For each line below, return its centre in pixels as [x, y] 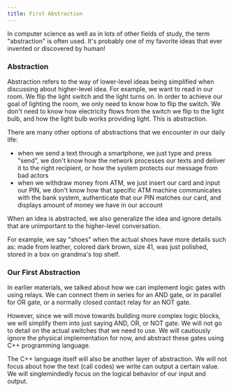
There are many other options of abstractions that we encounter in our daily [116, 132]
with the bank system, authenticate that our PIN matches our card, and [119, 197]
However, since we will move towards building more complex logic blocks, [114, 316]
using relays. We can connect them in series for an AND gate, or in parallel [114, 295]
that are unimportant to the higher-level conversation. [84, 226]
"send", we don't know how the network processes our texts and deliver [121, 160]
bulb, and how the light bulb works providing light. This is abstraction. [108, 119]
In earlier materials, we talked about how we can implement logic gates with [116, 287]
